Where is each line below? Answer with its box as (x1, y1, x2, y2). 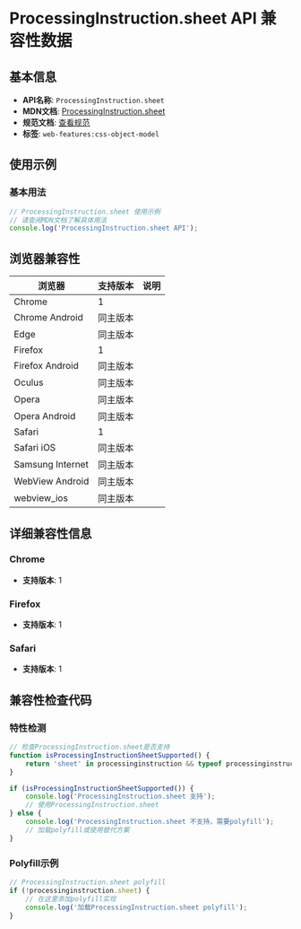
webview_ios (13, 492, 69, 504)
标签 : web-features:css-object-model (21, 128, 159, 139)
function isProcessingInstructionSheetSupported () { (9, 750, 211, 759)
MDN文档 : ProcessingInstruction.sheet (21, 106, 166, 117)
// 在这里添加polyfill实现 (25, 894, 116, 903)
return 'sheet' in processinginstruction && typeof (25, 759, 222, 768)
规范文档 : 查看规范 (21, 118, 90, 127)
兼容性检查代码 (9, 692, 92, 707)
